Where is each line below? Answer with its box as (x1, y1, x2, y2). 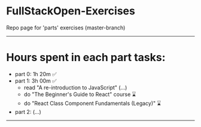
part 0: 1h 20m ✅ (14, 70, 57, 77)
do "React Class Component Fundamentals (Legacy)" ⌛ (23, 99, 162, 107)
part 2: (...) (14, 108, 42, 115)
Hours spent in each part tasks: (6, 51, 166, 64)
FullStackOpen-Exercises (6, 4, 136, 18)
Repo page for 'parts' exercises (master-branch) (6, 24, 126, 31)
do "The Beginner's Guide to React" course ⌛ (23, 90, 136, 98)
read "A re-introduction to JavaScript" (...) (23, 84, 127, 91)
